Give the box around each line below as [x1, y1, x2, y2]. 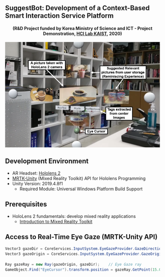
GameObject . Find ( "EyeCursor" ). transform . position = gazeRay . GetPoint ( [5, 267, 153, 272]
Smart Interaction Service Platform [5, 12, 114, 20]
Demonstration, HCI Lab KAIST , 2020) [43, 31, 122, 36]
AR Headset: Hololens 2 [12, 170, 60, 176]
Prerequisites [5, 200, 47, 208]
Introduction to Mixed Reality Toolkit [19, 218, 93, 224]
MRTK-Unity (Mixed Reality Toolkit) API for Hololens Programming [12, 175, 146, 181]
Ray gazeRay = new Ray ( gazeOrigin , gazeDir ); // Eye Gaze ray [5, 262, 141, 267]
